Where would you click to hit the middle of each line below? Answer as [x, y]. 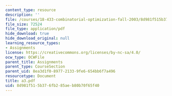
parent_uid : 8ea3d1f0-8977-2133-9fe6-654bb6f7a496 [60, 72]
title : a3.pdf [20, 81]
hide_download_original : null [38, 39]
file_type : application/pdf [35, 29]
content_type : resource [31, 10]
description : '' [23, 15]
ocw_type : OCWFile [25, 57]
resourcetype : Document [31, 76]
